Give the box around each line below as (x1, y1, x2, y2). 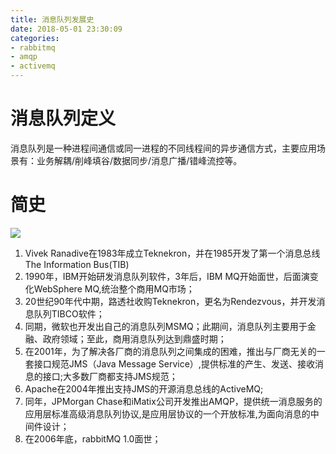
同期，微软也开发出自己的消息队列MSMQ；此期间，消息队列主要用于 (24, 320, 308, 332)
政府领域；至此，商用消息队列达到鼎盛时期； (42, 332, 227, 345)
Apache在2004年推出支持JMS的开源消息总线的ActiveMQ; (24, 382, 264, 395)
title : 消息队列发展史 (10, 14, 95, 25)
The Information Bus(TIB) (24, 258, 130, 270)
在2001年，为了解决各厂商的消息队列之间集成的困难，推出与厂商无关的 (24, 345, 317, 357)
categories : (10, 33, 60, 43)
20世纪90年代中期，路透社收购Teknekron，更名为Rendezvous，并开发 (24, 295, 317, 307)
